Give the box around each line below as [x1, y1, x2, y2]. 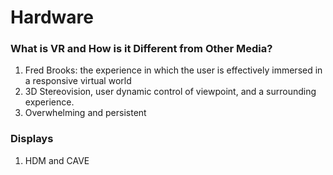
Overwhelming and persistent [24, 107, 147, 119]
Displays [10, 132, 54, 146]
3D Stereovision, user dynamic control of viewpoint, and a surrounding [24, 86, 317, 98]
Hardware [10, 6, 94, 29]
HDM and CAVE [24, 154, 90, 166]
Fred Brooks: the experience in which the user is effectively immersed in [24, 64, 323, 76]
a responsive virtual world [24, 75, 132, 87]
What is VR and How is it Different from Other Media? [10, 42, 273, 56]
